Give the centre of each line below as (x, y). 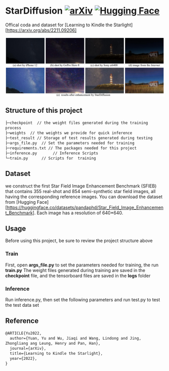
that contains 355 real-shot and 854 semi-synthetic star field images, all (80, 191)
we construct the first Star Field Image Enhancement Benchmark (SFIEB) (81, 186)
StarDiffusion (34, 11)
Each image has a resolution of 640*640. (80, 213)
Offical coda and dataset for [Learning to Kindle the (59, 25)
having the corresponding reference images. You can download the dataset (84, 197)
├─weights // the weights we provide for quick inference (69, 133)
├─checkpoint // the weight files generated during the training (77, 123)
